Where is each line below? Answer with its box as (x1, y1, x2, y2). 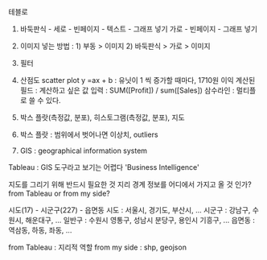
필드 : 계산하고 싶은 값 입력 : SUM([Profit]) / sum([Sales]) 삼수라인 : (19, 85, 235, 95)
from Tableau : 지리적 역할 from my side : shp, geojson (8, 242, 187, 252)
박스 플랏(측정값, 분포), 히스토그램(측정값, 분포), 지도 (19, 113, 185, 122)
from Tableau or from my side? (8, 188, 110, 198)
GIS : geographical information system (19, 146, 147, 155)
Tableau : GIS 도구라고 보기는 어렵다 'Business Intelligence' (8, 163, 199, 171)
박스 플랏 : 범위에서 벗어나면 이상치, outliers (19, 130, 158, 139)
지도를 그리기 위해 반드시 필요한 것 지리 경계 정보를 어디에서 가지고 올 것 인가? (8, 180, 252, 189)
